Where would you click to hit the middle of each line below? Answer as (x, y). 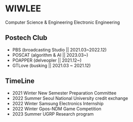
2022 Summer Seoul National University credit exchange (70, 98)
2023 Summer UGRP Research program (53, 114)
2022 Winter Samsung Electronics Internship (58, 103)
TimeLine (20, 81)
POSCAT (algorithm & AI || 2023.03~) (50, 55)
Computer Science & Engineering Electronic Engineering (63, 22)
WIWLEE (23, 9)
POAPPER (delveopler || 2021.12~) (47, 60)
